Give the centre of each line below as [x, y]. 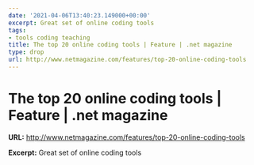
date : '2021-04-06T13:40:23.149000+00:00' [79, 15]
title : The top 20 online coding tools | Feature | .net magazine [120, 45]
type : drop [26, 52]
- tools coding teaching [49, 37]
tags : [17, 30]
